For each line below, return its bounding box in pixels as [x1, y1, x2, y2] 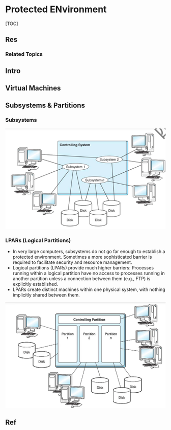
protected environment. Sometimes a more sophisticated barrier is [12, 254, 152, 260]
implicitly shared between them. [12, 292, 80, 298]
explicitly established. [12, 281, 59, 287]
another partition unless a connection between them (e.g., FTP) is [12, 276, 151, 282]
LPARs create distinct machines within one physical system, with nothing [12, 286, 165, 292]
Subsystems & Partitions [5, 101, 85, 110]
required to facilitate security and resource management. [12, 259, 132, 265]
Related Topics [5, 51, 43, 58]
